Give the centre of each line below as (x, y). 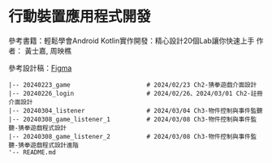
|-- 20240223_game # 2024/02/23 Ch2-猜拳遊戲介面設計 (133, 85)
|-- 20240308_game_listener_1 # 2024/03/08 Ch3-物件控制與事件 (130, 119)
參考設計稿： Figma (40, 68)
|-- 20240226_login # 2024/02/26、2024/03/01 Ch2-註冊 (136, 93)
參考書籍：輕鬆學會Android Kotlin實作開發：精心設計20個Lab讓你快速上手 (132, 41)
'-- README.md (32, 152)
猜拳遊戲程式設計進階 (48, 145)
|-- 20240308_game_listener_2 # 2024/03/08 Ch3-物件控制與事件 (130, 136)
